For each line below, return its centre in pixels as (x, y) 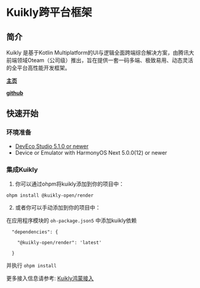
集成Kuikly (22, 169)
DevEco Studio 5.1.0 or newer (52, 146)
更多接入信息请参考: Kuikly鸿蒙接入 (50, 278)
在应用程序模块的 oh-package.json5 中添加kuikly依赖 (71, 220)
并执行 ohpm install (31, 265)
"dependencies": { (35, 232)
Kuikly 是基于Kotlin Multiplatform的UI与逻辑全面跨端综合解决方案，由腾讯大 (100, 53)
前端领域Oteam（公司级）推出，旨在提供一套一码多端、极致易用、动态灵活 (100, 60)
